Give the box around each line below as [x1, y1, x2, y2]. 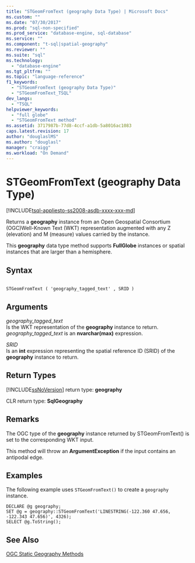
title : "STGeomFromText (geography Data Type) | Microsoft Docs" [6, 8, 168, 15]
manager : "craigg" [6, 145, 51, 150]
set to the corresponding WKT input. [6, 436, 94, 443]
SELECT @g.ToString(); [6, 519, 61, 525]
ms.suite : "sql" [6, 52, 46, 58]
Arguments [6, 302, 48, 312]
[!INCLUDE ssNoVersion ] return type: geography [6, 386, 123, 393]
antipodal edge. [6, 454, 44, 461]
